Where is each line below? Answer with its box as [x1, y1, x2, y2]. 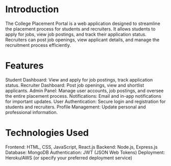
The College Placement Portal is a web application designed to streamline [5, 20, 161, 26]
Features [5, 60, 44, 72]
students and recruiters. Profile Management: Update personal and [5, 103, 146, 110]
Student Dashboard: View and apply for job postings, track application [5, 76, 153, 82]
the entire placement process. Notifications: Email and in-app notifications [5, 93, 162, 99]
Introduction [5, 4, 59, 15]
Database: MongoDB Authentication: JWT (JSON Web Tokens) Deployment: [5, 149, 165, 155]
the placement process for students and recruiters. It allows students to [5, 25, 156, 32]
